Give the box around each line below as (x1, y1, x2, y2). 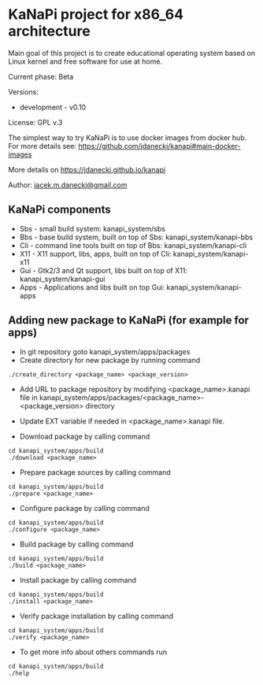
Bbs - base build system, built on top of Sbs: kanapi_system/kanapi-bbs (19, 232, 254, 242)
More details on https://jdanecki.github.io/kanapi (8, 165, 166, 174)
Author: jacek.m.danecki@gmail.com (8, 180, 128, 190)
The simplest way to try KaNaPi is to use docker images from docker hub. (8, 132, 247, 143)
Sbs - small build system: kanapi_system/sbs (19, 224, 165, 233)
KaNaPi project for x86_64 (8, 6, 183, 24)
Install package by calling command (19, 575, 136, 584)
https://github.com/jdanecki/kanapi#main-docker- (78, 141, 241, 150)
